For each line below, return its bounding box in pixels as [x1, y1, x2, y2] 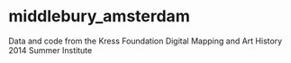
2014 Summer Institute [8, 44, 93, 55]
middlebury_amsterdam [8, 6, 190, 27]
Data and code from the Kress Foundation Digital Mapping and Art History [8, 35, 283, 46]
